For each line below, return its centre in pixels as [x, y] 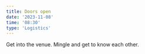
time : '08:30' [23, 22]
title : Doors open [28, 11]
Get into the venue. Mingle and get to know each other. [72, 45]
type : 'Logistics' [28, 28]
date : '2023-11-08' [30, 17]
